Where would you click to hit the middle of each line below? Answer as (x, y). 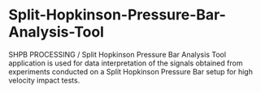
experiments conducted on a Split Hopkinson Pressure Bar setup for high (131, 71)
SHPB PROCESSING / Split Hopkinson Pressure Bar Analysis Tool (117, 54)
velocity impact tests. (44, 80)
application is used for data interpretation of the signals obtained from (126, 63)
